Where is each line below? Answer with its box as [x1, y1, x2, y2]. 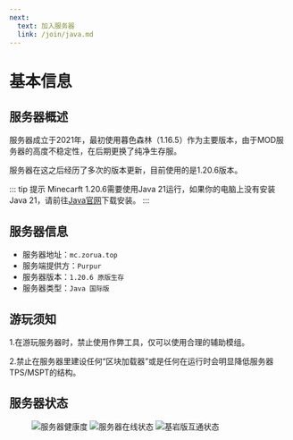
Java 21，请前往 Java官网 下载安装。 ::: [9, 195, 150, 206]
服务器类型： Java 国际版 [21, 283, 110, 293]
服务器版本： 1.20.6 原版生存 [21, 272, 125, 283]
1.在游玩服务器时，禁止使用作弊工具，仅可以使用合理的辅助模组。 [9, 337, 250, 347]
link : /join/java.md [17, 30, 94, 38]
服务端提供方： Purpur [21, 260, 102, 271]
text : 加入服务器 [17, 21, 75, 30]
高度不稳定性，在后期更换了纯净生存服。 [32, 146, 181, 157]
